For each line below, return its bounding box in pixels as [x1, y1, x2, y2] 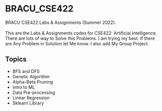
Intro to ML [12, 84, 35, 90]
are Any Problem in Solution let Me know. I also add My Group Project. [5, 40, 150, 46]
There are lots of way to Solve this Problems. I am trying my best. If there [5, 35, 156, 41]
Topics [5, 55, 27, 64]
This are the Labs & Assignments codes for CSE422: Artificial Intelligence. [5, 30, 157, 36]
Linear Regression [12, 95, 50, 101]
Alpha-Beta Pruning [12, 79, 53, 85]
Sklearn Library [12, 100, 44, 106]
